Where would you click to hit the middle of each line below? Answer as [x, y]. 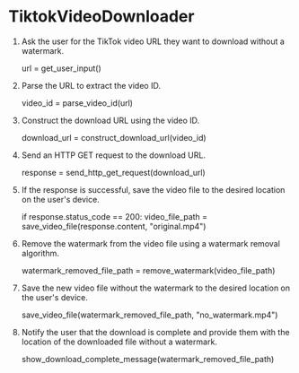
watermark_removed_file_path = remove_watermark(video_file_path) [148, 270]
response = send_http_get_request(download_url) [113, 172]
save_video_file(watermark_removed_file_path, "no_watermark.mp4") [149, 315]
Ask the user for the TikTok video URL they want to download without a [153, 41]
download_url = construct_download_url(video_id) [114, 137]
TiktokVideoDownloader [101, 17]
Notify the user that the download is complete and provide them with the [155, 332]
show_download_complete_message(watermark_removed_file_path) [148, 359]
